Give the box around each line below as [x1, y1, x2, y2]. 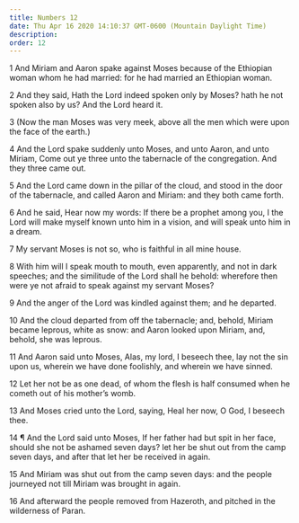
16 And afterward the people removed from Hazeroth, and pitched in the [9, 496, 276, 507]
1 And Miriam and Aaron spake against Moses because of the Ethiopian [9, 63, 273, 74]
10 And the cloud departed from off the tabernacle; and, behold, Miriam [9, 315, 274, 326]
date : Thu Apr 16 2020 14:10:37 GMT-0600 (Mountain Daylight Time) [9, 22, 268, 31]
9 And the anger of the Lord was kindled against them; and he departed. [9, 297, 277, 308]
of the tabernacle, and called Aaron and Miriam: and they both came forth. [9, 190, 285, 200]
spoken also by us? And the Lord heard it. [9, 100, 163, 111]
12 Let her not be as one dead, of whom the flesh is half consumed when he [9, 378, 290, 389]
